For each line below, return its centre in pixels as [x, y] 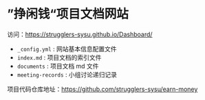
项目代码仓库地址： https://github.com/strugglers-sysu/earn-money [102, 89]
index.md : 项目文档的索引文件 [59, 57]
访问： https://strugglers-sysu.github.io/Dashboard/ [80, 34]
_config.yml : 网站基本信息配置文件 [67, 49]
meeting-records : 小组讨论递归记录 [67, 74]
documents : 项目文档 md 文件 [58, 66]
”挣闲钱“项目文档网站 [68, 14]
